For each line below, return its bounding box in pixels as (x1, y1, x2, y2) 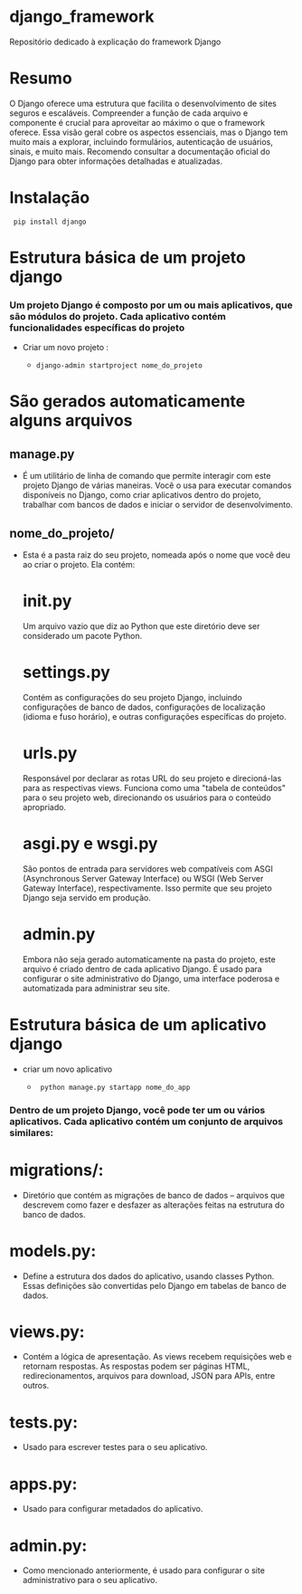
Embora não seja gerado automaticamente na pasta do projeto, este (22, 953, 276, 965)
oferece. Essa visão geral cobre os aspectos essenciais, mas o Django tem (9, 127, 288, 138)
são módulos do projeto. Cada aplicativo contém (9, 310, 226, 322)
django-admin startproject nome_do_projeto (35, 361, 203, 370)
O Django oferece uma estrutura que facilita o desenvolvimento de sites (9, 98, 278, 109)
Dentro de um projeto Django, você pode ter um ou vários (9, 1103, 266, 1116)
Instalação (9, 187, 90, 208)
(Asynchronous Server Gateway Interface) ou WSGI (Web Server (22, 873, 264, 883)
